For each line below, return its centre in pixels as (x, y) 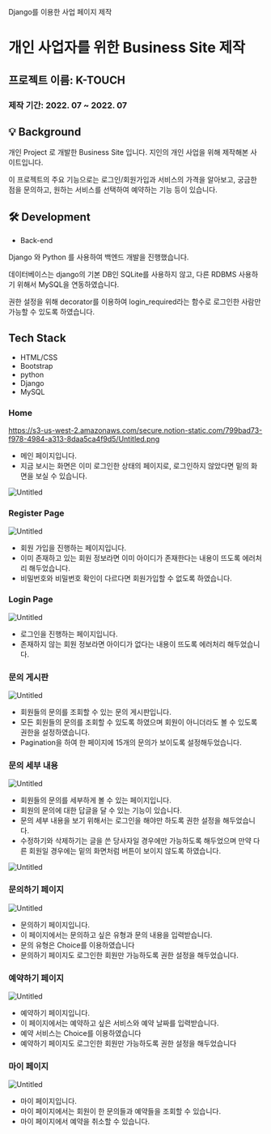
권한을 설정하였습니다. (55, 733)
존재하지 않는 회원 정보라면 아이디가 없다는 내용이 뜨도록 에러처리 (123, 644)
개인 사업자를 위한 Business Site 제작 (127, 48)
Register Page (36, 513)
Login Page (31, 600)
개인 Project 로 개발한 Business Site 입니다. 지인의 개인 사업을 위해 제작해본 (129, 152)
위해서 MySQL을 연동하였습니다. (68, 285)
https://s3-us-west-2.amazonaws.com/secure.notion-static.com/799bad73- (135, 430)
